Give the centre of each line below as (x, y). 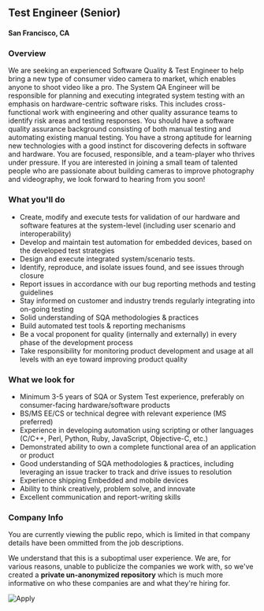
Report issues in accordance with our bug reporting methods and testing (138, 283)
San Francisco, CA (39, 33)
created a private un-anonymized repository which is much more (115, 575)
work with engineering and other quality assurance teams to (140, 113)
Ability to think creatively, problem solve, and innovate (107, 488)
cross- (215, 104)
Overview (27, 53)
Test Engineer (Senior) (65, 13)
